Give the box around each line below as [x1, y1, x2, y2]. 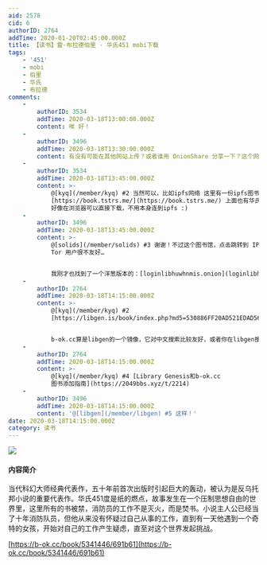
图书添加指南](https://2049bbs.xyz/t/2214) [50, 380, 190, 388]
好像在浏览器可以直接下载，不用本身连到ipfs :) [50, 204, 188, 212]
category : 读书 [8, 424, 56, 432]
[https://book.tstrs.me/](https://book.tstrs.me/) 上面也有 [50, 197, 250, 205]
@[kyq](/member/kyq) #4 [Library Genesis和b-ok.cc [50, 372, 221, 380]
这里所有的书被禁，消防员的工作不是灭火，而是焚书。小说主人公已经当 [29, 504, 259, 513]
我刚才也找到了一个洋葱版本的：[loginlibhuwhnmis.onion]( [50, 270, 229, 278]
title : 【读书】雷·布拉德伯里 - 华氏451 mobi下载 [8, 41, 159, 49]
